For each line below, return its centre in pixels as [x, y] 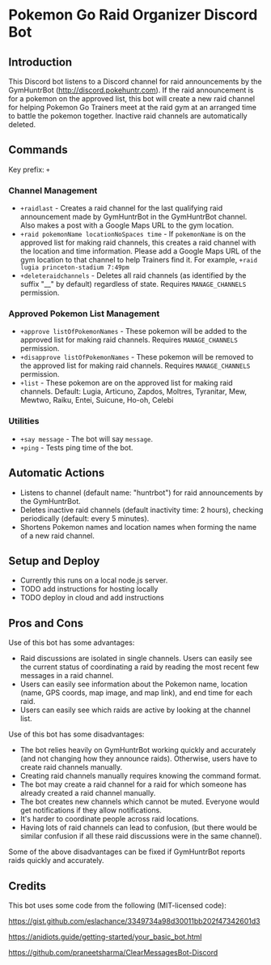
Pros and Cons [46, 623]
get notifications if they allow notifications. [91, 810]
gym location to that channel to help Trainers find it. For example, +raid [139, 260]
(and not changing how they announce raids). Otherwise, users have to [138, 758]
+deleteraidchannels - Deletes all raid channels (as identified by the [133, 275]
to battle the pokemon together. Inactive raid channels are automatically [128, 116]
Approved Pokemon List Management [84, 314]
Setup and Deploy [54, 561]
